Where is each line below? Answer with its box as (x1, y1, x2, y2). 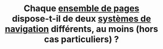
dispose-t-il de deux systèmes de (12, 13, 151, 24)
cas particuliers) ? (44, 34, 119, 45)
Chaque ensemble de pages (23, 3, 140, 14)
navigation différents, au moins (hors (5, 24, 158, 34)
